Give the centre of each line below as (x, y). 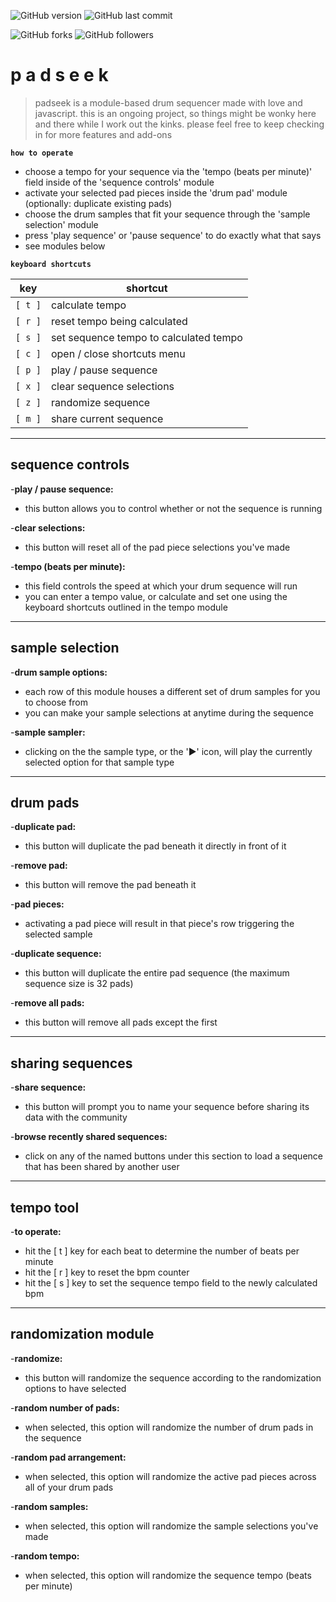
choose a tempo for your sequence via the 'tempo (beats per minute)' (168, 171)
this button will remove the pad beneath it (110, 885)
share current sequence (107, 418)
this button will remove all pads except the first (121, 1022)
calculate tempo (88, 305)
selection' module (61, 224)
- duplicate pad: (43, 827)
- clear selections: (48, 527)
